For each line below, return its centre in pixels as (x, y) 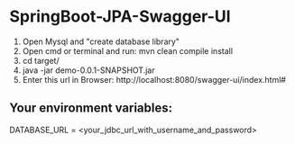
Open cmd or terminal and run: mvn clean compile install (127, 50)
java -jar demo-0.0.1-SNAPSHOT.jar (88, 70)
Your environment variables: (91, 108)
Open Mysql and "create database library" (101, 41)
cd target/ (41, 60)
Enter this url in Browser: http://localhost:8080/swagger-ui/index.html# (154, 79)
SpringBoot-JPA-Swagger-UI (120, 17)
